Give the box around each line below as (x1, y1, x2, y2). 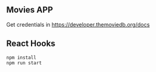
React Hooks (6, 39, 56, 49)
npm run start (6, 60, 42, 66)
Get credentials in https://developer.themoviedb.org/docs (6, 21, 150, 28)
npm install (6, 54, 36, 61)
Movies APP (6, 5, 53, 15)
